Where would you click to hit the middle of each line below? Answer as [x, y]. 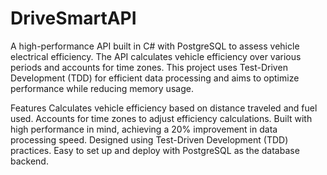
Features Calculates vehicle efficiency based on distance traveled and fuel [164, 108]
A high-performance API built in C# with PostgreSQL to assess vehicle [155, 46]
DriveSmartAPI [73, 18]
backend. [29, 161]
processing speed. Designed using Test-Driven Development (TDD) [149, 139]
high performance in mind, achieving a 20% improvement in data [144, 129]
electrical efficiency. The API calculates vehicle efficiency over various [156, 56]
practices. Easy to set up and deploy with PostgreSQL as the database [155, 150]
